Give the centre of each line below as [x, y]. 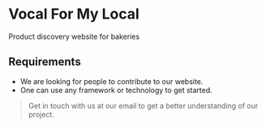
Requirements [45, 62]
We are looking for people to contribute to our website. [112, 81]
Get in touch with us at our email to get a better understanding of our [143, 105]
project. [41, 114]
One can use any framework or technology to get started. [116, 90]
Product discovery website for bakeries [74, 36]
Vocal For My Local [74, 14]
